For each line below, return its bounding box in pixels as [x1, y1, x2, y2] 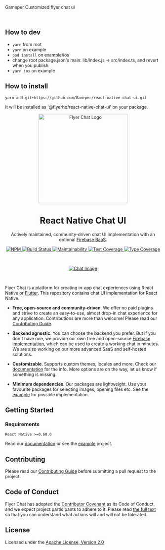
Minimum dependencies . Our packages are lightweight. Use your [12, 381, 147, 387]
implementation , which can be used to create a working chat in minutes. [12, 341, 159, 347]
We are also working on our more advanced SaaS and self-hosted [12, 346, 147, 352]
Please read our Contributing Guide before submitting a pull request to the [5, 468, 156, 474]
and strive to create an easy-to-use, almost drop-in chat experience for [12, 310, 158, 316]
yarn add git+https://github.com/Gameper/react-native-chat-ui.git [5, 95, 147, 100]
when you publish [12, 62, 48, 68]
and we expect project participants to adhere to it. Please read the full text [5, 506, 156, 512]
